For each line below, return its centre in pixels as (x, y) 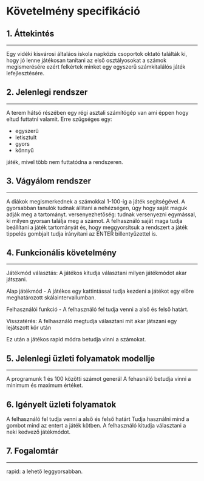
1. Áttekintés (30, 34)
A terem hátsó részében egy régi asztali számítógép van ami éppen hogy (97, 112)
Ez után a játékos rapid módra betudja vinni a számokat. (76, 339)
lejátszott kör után (29, 328)
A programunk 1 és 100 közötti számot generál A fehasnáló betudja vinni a (99, 379)
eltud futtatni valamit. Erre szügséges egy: (59, 119)
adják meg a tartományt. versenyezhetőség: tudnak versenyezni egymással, (101, 214)
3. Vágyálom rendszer (49, 181)
